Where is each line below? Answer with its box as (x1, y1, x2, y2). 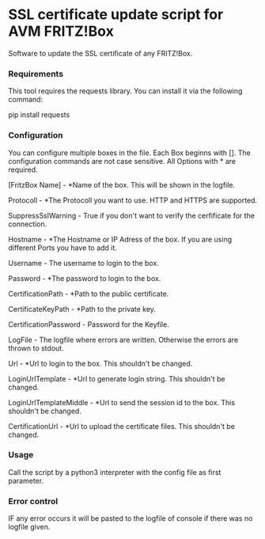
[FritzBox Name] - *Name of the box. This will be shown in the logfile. (8, 180, 236, 189)
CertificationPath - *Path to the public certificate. (8, 289, 169, 298)
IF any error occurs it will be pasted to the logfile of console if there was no (8, 514, 253, 523)
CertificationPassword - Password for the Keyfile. (8, 319, 170, 329)
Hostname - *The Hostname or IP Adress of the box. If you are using (8, 234, 233, 244)
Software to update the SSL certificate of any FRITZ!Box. (8, 48, 193, 58)
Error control (8, 495, 59, 507)
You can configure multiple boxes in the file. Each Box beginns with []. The (8, 148, 251, 158)
